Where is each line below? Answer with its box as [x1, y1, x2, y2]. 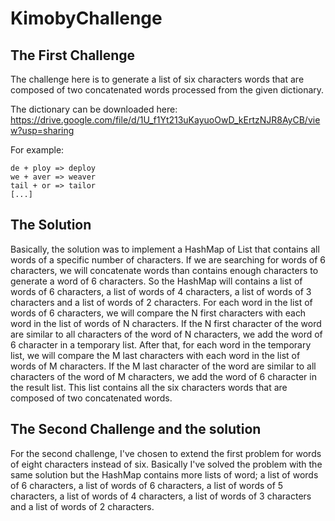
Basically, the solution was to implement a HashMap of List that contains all [10, 243, 320, 255]
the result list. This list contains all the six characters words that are [10, 381, 288, 393]
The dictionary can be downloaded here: [10, 103, 178, 115]
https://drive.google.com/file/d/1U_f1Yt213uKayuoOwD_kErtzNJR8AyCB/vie [10, 114, 321, 126]
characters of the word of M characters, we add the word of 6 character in [10, 370, 317, 382]
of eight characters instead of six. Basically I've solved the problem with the [10, 458, 323, 470]
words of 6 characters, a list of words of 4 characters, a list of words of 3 [10, 285, 312, 297]
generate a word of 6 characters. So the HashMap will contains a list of [10, 275, 303, 287]
